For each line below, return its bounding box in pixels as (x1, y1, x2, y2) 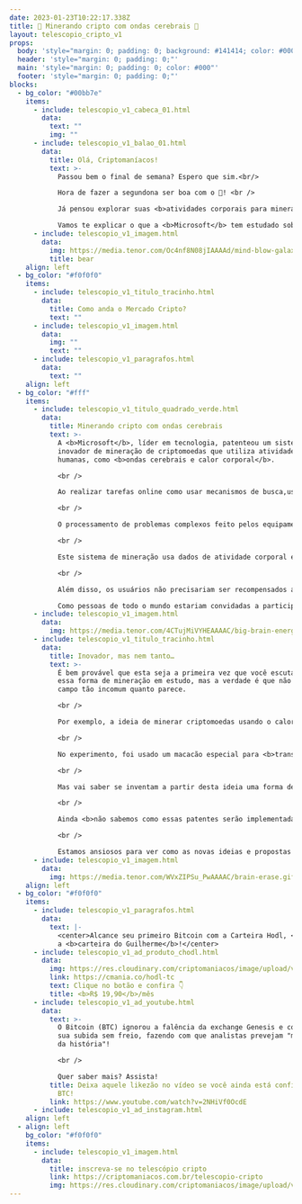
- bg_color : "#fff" (17, 388, 91, 397)
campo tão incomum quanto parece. (57, 685, 187, 694)
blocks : (9, 80, 39, 89)
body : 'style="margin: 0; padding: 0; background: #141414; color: (17, 47, 276, 56)
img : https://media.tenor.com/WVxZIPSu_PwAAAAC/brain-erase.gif (49, 872, 296, 882)
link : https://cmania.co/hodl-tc (49, 973, 175, 982)
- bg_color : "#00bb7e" (17, 88, 102, 97)
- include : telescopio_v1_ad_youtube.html (32, 998, 195, 1007)
